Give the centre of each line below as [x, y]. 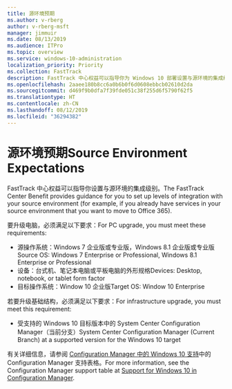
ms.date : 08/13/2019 [37, 39]
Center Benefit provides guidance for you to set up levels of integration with [115, 196]
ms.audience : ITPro [35, 46]
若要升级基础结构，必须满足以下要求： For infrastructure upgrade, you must [114, 301]
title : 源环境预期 [31, 13]
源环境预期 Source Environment [97, 153]
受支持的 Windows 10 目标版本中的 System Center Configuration [108, 323]
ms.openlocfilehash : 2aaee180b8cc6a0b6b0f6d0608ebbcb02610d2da [100, 84]
